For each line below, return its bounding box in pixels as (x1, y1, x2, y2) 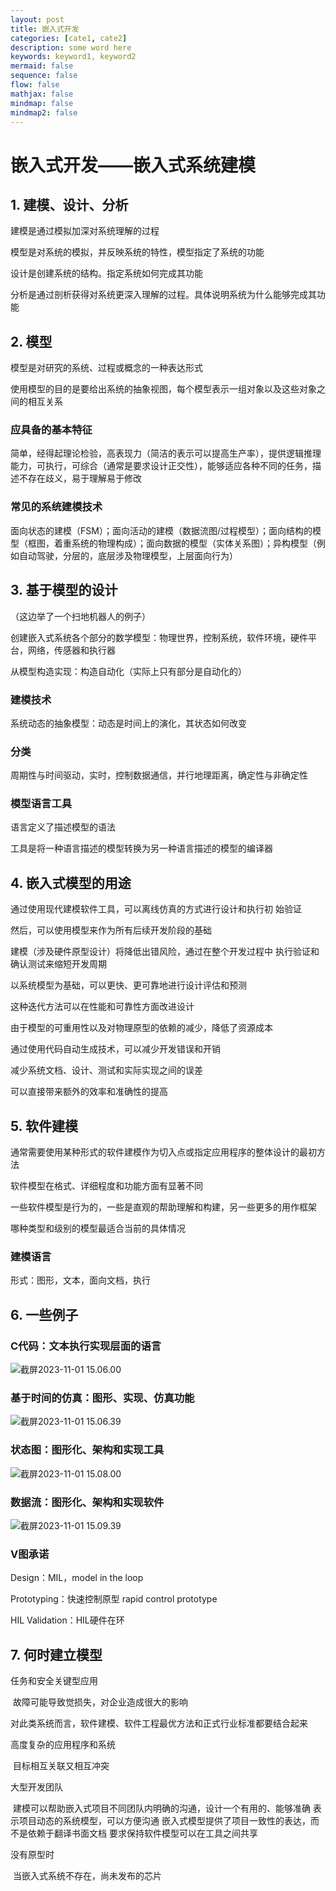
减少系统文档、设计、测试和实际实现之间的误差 (10, 1064, 203, 1076)
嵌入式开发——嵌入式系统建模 (10, 154, 257, 176)
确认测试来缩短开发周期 (10, 958, 107, 970)
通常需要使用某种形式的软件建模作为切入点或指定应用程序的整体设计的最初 (10, 1146, 317, 1158)
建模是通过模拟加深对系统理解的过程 (10, 225, 160, 237)
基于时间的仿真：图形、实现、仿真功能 (10, 1391, 195, 1405)
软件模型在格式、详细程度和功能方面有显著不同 (10, 1180, 203, 1192)
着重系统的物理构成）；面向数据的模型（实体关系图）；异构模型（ (53, 537, 317, 549)
